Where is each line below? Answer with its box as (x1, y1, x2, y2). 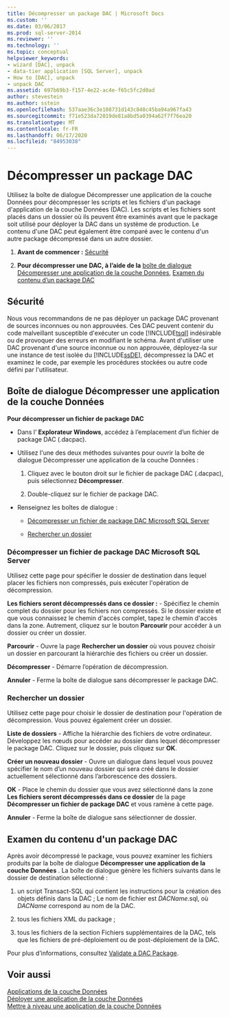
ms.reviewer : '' (7, 36, 54, 43)
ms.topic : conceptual (7, 49, 69, 56)
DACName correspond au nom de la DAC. (16, 902, 136, 910)
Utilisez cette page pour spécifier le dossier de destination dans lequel (7, 571, 207, 579)
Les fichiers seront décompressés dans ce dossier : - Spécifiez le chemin (7, 599, 220, 607)
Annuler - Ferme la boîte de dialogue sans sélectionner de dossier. (7, 814, 197, 822)
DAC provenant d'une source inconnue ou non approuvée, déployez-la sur (7, 343, 218, 351)
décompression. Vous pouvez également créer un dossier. (7, 716, 172, 724)
